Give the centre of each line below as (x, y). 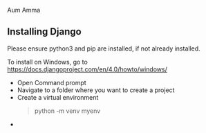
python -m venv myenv (67, 111)
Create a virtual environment (58, 97)
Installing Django (44, 32)
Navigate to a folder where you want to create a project (96, 90)
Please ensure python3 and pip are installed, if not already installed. (104, 48)
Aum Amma (24, 10)
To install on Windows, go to (47, 62)
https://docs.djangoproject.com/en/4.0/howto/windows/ (87, 69)
